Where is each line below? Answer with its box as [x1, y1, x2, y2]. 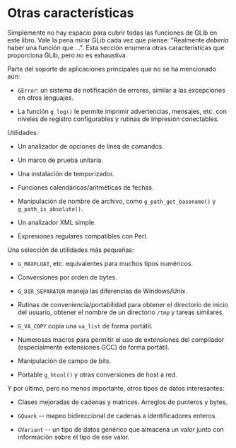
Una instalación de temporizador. [17, 169, 114, 178]
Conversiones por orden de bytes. [17, 272, 118, 281]
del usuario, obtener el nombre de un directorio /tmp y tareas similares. [17, 308, 225, 316]
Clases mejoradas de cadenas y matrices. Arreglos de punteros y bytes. [17, 398, 228, 406]
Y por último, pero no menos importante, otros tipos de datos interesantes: [7, 384, 225, 392]
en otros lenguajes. [17, 93, 74, 102]
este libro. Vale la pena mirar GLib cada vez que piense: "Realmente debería [7, 35, 229, 44]
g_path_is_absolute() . [17, 204, 83, 213]
